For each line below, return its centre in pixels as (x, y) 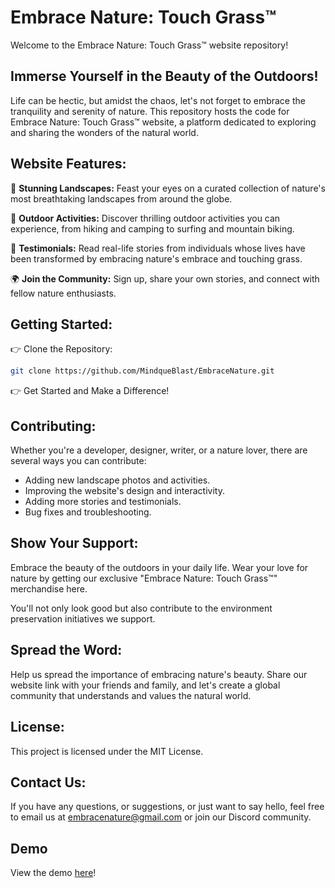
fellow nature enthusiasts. (63, 293)
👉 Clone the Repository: (61, 349)
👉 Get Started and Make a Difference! (90, 391)
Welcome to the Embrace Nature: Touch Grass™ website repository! (149, 45)
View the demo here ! (53, 873)
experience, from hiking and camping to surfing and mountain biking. (152, 228)
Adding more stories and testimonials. (103, 502)
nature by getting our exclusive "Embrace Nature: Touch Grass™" (144, 578)
